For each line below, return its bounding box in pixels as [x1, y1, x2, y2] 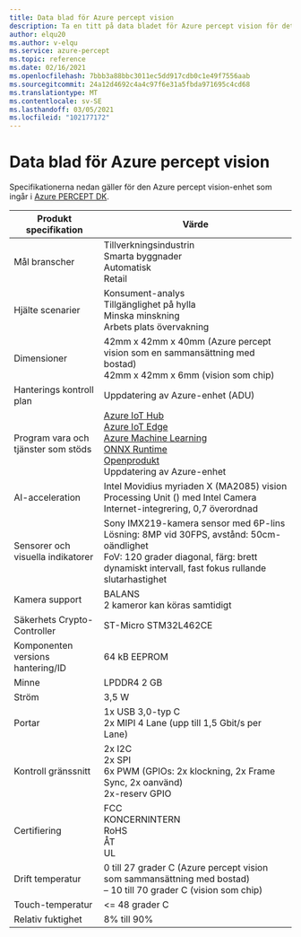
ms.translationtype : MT [9, 88, 99, 97]
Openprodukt [103, 454, 159, 467]
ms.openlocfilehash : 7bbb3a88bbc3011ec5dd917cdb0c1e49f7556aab [9, 72, 251, 81]
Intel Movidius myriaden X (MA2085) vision [103, 480, 288, 493]
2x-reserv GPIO [103, 787, 172, 800]
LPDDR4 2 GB [103, 677, 163, 689]
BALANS [103, 588, 141, 600]
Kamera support [13, 593, 82, 606]
